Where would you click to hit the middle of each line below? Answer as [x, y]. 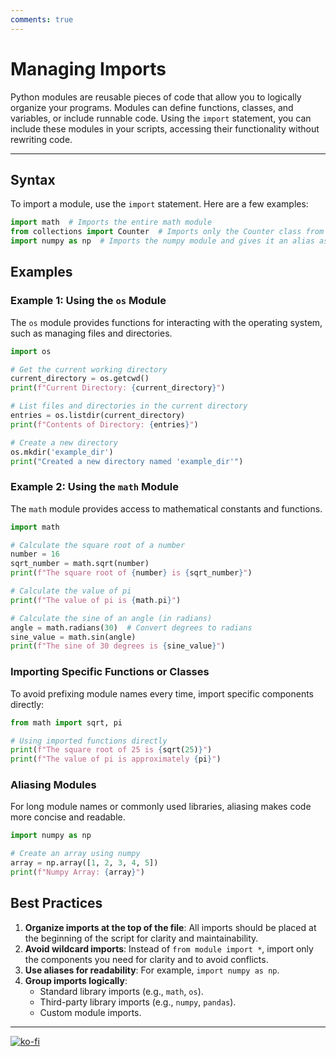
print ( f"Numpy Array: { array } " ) [77, 872]
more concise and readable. [68, 817]
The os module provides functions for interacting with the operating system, [166, 322]
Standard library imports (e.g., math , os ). [121, 991]
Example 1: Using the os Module [88, 301]
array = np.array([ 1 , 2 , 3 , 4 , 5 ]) [84, 863]
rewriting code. [41, 139]
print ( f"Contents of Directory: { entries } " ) [104, 424]
